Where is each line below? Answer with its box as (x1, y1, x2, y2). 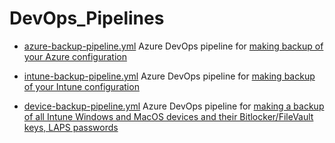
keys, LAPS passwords (23, 121, 119, 133)
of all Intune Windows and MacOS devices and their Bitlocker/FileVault (23, 110, 314, 122)
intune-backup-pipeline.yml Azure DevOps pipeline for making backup (23, 70, 316, 82)
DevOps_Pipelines (9, 7, 165, 30)
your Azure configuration (23, 50, 127, 62)
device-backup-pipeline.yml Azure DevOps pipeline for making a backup (23, 100, 325, 112)
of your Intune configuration (23, 80, 140, 92)
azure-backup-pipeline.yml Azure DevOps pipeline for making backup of (23, 40, 324, 52)
